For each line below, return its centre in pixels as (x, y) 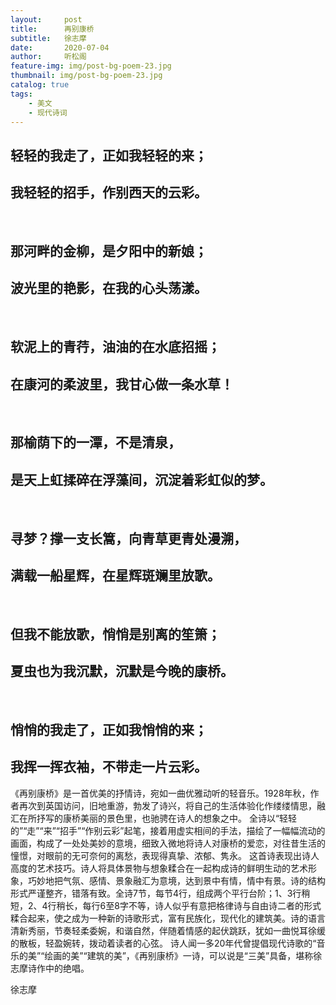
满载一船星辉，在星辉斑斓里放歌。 (115, 575)
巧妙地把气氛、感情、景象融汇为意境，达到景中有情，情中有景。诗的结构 (176, 880)
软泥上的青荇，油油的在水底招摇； (115, 347)
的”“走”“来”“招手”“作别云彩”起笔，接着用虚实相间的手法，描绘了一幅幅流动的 (168, 830)
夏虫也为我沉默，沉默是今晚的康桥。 (122, 671)
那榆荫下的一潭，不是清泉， (96, 442)
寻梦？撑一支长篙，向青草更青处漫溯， (128, 538)
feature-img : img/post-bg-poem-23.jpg (91, 66)
